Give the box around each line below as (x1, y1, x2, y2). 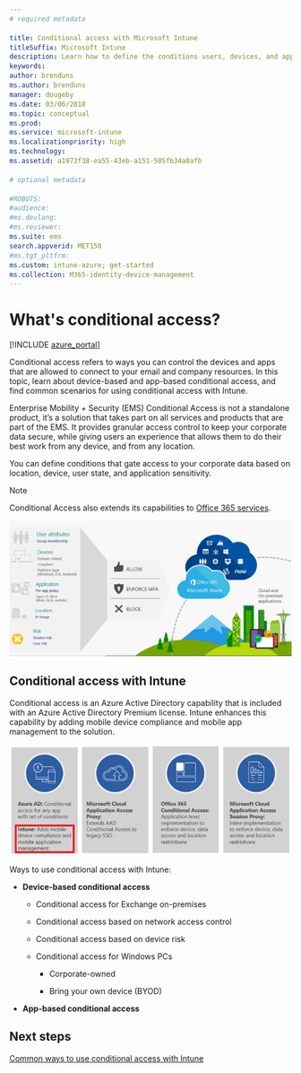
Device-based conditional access (21, 881, 150, 892)
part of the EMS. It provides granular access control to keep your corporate (9, 422, 288, 432)
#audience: (9, 204, 50, 213)
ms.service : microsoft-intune (9, 128, 123, 137)
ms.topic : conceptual (9, 109, 90, 118)
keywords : (9, 62, 47, 71)
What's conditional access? (9, 310, 221, 330)
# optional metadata (9, 175, 87, 184)
